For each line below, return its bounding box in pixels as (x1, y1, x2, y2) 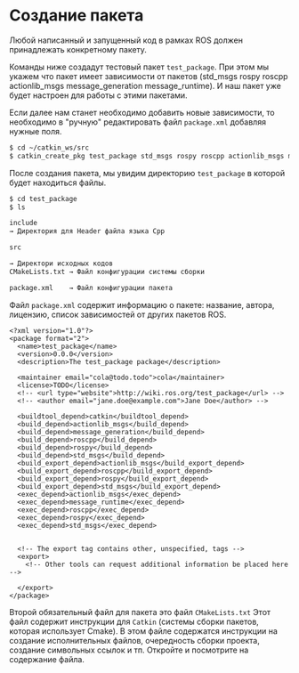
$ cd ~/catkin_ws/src (9, 143, 90, 152)
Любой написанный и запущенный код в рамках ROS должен (9, 35, 243, 45)
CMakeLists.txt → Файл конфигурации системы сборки (9, 267, 205, 276)
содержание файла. (9, 653, 85, 664)
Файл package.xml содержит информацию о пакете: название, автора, (9, 299, 275, 310)
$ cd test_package (9, 194, 77, 203)
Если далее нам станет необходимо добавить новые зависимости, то (9, 107, 275, 118)
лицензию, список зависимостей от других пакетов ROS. (9, 309, 227, 320)
